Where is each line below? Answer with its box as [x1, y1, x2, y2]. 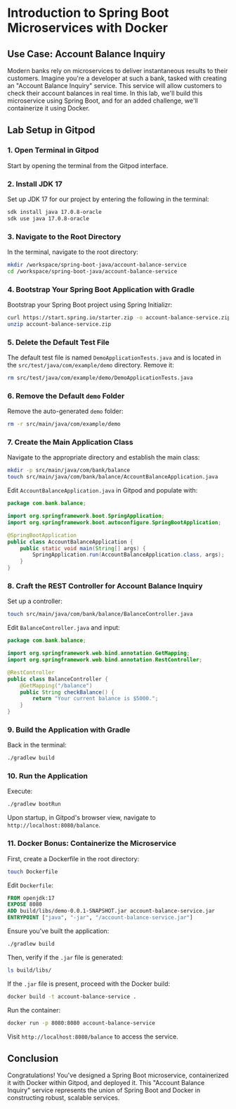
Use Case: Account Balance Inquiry [7, 48, 166, 60]
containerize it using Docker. [7, 104, 90, 112]
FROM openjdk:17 [7, 894, 55, 901]
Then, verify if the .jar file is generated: [7, 953, 124, 961]
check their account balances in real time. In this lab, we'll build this [7, 89, 203, 97]
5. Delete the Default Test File [7, 337, 110, 347]
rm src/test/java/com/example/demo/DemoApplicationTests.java [7, 374, 193, 381]
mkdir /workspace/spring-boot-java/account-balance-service [7, 262, 188, 269]
